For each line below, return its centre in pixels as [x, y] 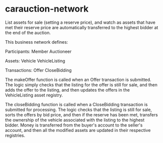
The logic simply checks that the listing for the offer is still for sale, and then [81, 85]
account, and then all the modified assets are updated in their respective [78, 130]
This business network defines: [37, 42]
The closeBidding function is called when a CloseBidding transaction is [76, 104]
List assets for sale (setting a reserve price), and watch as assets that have [80, 22]
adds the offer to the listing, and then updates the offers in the [68, 90]
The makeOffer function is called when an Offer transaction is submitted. [78, 79]
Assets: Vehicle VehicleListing [35, 61]
